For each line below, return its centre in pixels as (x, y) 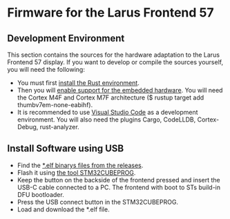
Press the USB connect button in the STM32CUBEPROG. (97, 202)
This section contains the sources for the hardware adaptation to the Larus (113, 55)
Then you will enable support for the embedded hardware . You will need (120, 90)
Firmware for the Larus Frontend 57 (111, 13)
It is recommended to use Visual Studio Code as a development (107, 112)
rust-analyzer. (59, 127)
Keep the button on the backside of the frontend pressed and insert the (119, 180)
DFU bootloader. (40, 194)
